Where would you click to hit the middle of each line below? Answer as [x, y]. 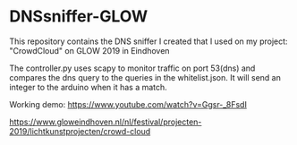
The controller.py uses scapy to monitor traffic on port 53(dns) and [132, 68]
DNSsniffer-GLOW [79, 17]
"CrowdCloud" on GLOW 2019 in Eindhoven [89, 50]
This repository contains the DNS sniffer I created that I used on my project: [148, 41]
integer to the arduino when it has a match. [88, 87]
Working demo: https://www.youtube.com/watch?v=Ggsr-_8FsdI [128, 104]
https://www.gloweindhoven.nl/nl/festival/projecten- [106, 122]
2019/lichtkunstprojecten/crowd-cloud [80, 131]
